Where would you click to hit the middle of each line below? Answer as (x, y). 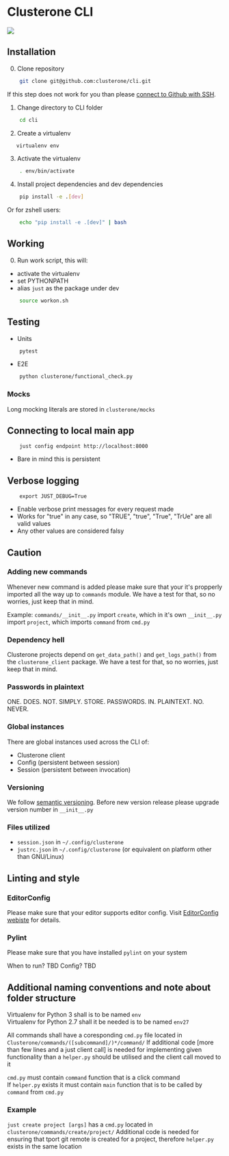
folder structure (42, 998)
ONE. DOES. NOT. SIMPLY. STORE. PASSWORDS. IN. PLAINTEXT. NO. (106, 702)
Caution (25, 552)
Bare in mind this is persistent (58, 459)
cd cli (29, 120)
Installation (31, 52)
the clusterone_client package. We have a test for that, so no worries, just (113, 662)
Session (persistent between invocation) (74, 769)
